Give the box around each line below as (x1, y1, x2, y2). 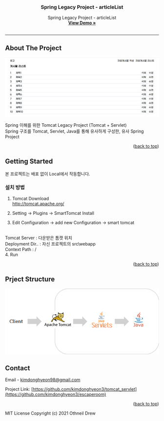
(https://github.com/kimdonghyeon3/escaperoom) (5, 391, 106, 398)
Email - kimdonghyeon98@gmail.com (5, 377, 81, 383)
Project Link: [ (5, 386, 33, 392)
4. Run (5, 251, 19, 257)
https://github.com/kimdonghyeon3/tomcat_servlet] (32, 386, 137, 392)
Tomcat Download (12, 195, 49, 201)
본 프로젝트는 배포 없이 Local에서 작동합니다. (5, 171, 90, 176)
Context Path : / (5, 246, 37, 252)
